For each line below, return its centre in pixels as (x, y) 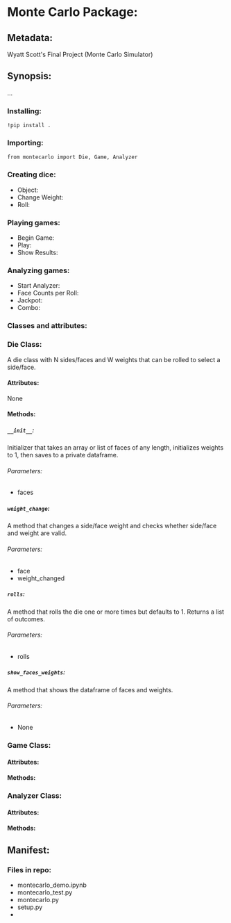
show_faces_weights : (36, 672)
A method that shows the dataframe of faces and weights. (90, 689)
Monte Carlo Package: (72, 12)
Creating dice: (32, 174)
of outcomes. (26, 619)
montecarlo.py (38, 899)
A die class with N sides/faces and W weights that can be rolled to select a (114, 359)
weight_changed (41, 578)
